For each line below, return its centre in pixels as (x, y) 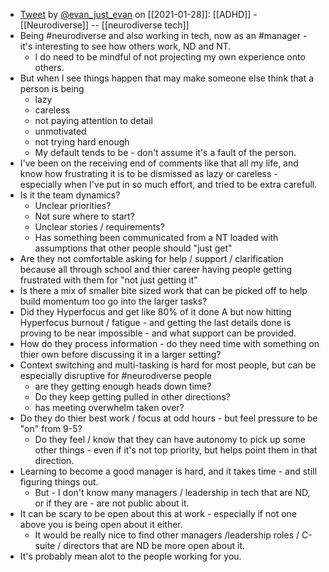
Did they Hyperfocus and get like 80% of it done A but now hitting (155, 312)
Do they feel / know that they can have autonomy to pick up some (170, 439)
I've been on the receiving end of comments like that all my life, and (159, 163)
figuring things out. (59, 482)
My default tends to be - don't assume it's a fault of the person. (165, 152)
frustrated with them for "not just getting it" (108, 280)
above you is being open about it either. (101, 524)
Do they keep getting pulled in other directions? (132, 397)
